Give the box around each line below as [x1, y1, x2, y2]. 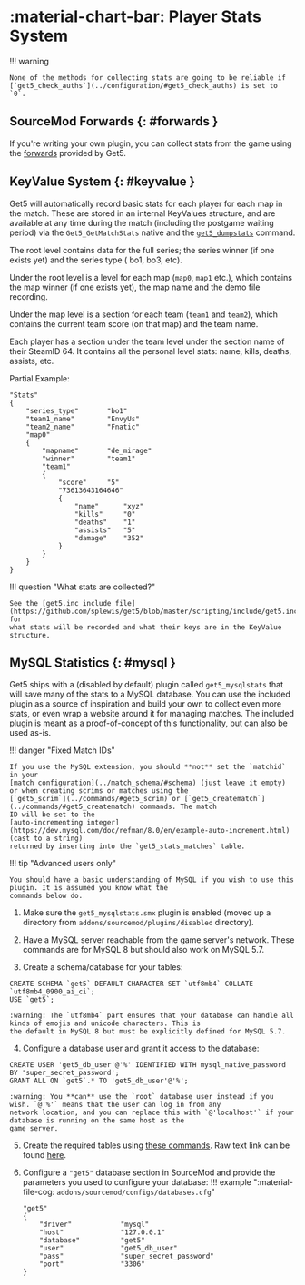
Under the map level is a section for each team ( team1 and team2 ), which [9, 309, 279, 320]
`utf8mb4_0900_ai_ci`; [9, 987, 95, 996]
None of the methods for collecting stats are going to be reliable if [9, 73, 286, 83]
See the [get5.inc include [9, 598, 112, 608]
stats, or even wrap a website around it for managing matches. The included [9, 708, 295, 719]
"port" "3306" [39, 1260, 145, 1269]
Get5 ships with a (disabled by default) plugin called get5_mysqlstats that [9, 679, 284, 690]
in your [9, 770, 39, 780]
